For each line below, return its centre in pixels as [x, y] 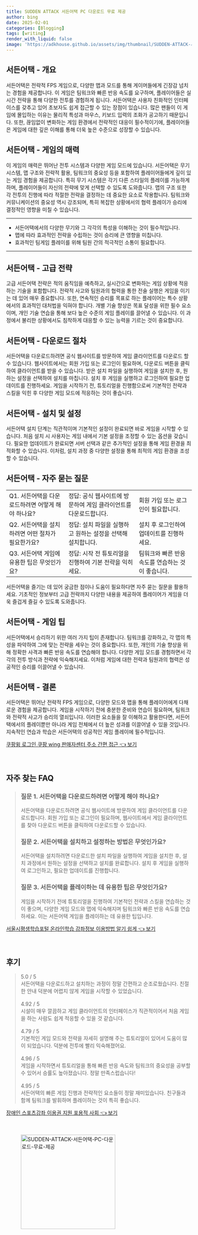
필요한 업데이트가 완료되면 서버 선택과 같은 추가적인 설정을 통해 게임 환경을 [100, 443]
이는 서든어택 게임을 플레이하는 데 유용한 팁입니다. [95, 916]
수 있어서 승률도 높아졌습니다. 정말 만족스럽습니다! [78, 1073]
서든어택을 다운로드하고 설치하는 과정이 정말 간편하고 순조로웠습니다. [99, 984]
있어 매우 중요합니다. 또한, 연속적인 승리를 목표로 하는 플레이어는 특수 [98, 298]
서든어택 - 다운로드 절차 [46, 341]
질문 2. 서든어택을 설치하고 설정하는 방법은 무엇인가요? [93, 841]
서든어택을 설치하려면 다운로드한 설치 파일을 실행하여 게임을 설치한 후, [101, 856]
